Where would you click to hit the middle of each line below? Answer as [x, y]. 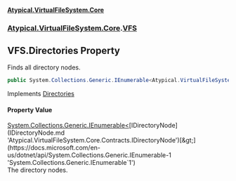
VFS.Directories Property [64, 50]
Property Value [30, 109]
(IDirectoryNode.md [36, 133]
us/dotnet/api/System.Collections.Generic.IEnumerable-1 [90, 155]
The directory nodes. [38, 170]
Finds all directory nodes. [44, 67]
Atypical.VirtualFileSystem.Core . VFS [72, 28]
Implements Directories [41, 94]
